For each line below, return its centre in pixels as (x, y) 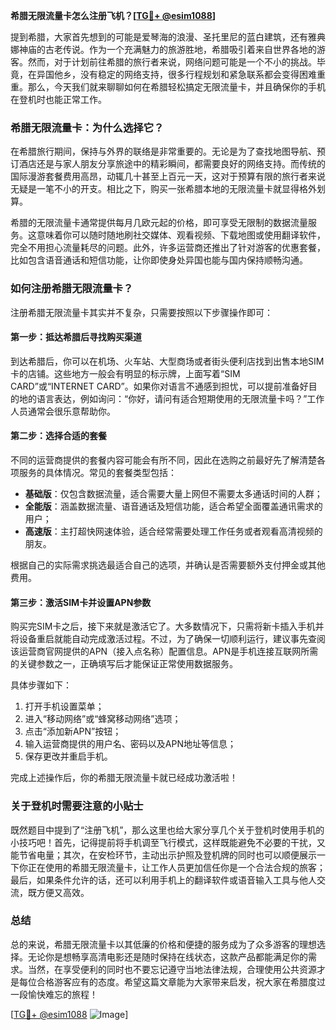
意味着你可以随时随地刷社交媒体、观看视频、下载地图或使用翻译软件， (181, 235)
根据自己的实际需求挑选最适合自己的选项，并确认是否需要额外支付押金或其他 (168, 565)
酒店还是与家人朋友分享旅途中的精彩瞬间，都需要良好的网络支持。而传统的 (172, 164)
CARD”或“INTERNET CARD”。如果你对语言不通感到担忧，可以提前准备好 (159, 386)
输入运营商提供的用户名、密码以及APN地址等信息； (130, 744)
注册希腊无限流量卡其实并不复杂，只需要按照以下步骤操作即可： (141, 312)
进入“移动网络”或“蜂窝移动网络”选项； (103, 719)
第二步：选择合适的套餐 (58, 436)
